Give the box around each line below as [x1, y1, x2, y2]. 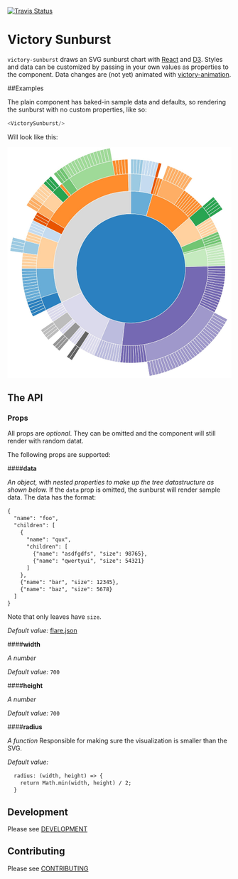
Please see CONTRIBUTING [7, 864, 89, 873]
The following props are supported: [7, 451, 111, 459]
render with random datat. [7, 437, 84, 446]
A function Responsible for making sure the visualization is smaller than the [7, 736, 227, 745]
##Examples [7, 84, 44, 92]
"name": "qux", [26, 536, 72, 544]
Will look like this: [7, 132, 58, 141]
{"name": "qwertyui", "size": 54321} [33, 558, 144, 565]
